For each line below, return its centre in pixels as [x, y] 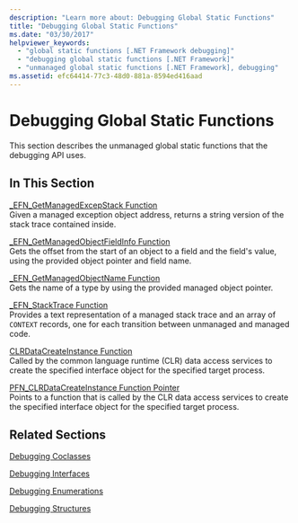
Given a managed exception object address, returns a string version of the [147, 214]
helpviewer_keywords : [50, 43]
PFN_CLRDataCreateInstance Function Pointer [95, 387]
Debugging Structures [50, 509]
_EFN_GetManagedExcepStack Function [83, 205]
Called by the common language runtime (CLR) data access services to [141, 360]
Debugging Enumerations [57, 492]
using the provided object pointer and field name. [101, 261]
